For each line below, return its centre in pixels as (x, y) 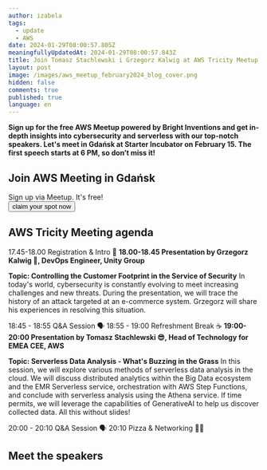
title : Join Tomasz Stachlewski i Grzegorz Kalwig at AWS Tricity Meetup (133, 61)
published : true (35, 97)
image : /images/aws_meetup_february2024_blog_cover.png (103, 75)
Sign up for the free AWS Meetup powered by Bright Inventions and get (128, 128)
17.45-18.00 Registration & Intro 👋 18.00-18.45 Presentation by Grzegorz (128, 251)
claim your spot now (42, 206)
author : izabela (35, 16)
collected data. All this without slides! (69, 412)
